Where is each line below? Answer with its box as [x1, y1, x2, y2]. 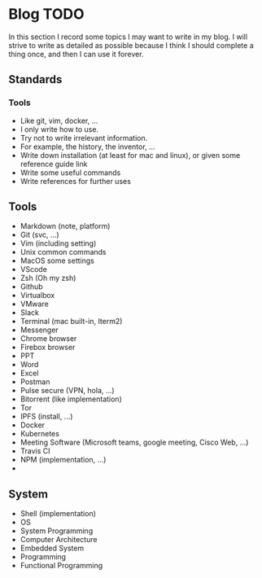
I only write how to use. [20, 124, 99, 134]
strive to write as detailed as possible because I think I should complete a [8, 40, 254, 50]
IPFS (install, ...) [20, 412, 73, 422]
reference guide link [20, 159, 88, 169]
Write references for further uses [20, 176, 132, 186]
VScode [20, 265, 47, 274]
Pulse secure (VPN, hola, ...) [20, 386, 116, 396]
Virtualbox [20, 291, 55, 300]
